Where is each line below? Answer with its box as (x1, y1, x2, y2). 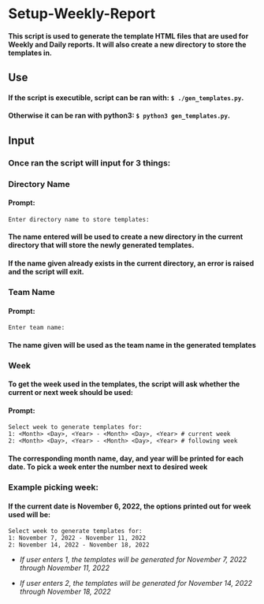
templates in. (8, 48, 53, 58)
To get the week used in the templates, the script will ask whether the (8, 379, 240, 389)
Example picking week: (8, 482, 99, 493)
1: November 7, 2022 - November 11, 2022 (8, 534, 147, 542)
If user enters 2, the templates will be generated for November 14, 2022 (19, 579, 253, 588)
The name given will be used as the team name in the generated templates (8, 340, 256, 349)
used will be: (8, 509, 51, 519)
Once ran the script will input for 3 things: (8, 157, 171, 168)
